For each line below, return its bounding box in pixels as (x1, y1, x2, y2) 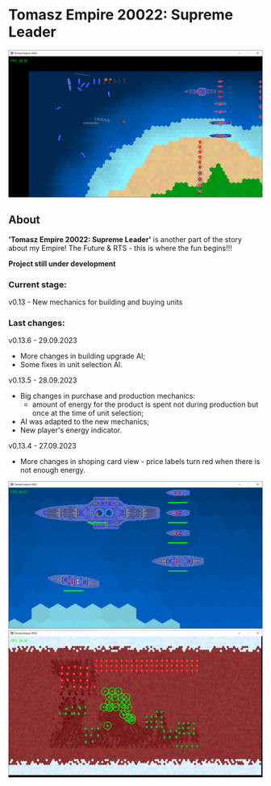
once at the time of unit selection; (31, 408, 144, 418)
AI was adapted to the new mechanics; (19, 417, 149, 427)
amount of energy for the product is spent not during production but (31, 399, 259, 409)
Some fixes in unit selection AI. (19, 360, 123, 370)
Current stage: (8, 278, 67, 290)
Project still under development (8, 258, 116, 268)
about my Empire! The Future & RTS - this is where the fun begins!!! (8, 243, 232, 253)
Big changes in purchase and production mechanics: (19, 391, 196, 401)
